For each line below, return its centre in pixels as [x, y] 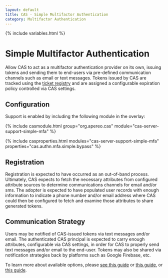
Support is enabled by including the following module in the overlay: [75, 116]
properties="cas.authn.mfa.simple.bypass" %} [53, 146]
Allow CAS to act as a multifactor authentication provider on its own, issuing [83, 67]
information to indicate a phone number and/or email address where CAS [80, 195]
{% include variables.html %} [35, 33]
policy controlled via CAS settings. [40, 88]
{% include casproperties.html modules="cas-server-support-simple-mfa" [82, 141]
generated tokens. [24, 206]
